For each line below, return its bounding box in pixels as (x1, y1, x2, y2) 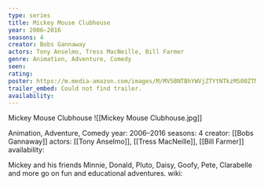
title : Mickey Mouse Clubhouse (8, 19, 111, 27)
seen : (8, 63, 26, 71)
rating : (8, 70, 34, 78)
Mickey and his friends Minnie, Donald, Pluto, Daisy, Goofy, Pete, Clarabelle (8, 160, 253, 170)
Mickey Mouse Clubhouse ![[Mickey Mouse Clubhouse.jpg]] (8, 113, 203, 122)
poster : (8, 77, 34, 85)
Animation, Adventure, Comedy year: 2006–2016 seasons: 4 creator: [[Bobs (8, 129, 254, 138)
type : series (8, 11, 51, 20)
